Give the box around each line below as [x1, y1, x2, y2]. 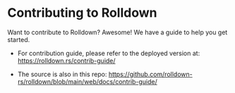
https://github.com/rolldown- [108, 70, 193, 78]
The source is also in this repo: [17, 70, 107, 78]
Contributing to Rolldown [7, 5, 157, 21]
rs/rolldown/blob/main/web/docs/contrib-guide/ [17, 77, 157, 85]
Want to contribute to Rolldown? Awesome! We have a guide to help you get [7, 28, 228, 36]
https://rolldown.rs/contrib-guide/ [17, 56, 116, 64]
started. [7, 35, 30, 43]
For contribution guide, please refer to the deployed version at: [17, 49, 200, 57]
